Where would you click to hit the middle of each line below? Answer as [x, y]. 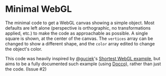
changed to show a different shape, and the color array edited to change [80, 43]
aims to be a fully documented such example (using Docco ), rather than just [83, 64]
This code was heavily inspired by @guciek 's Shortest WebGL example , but [83, 58]
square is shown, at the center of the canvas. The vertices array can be [79, 38]
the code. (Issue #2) [26, 69]
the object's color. [24, 49]
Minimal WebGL [39, 9]
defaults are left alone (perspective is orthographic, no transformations [78, 28]
